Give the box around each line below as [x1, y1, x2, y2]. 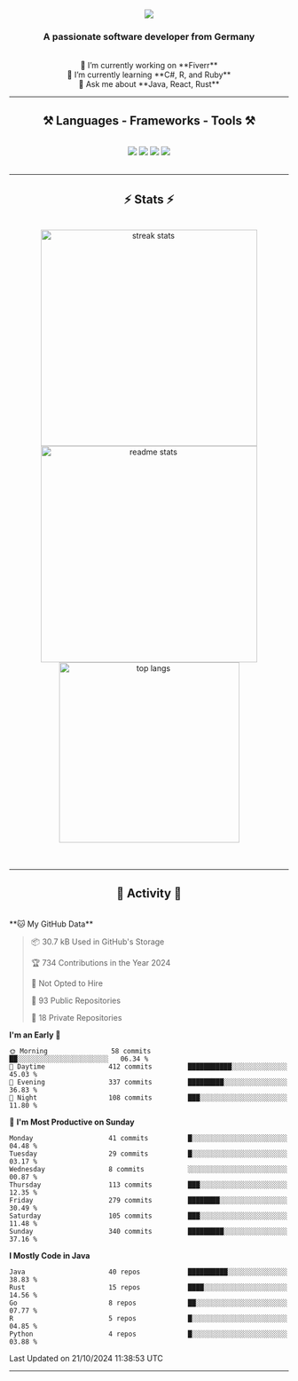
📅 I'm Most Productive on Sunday [9, 1117, 135, 1127]
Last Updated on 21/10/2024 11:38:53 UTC [9, 1353, 164, 1363]
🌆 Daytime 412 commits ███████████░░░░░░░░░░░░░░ [9, 1061, 288, 1071]
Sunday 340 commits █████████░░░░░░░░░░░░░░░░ [9, 1227, 288, 1235]
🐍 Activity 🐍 [116, 886, 182, 901]
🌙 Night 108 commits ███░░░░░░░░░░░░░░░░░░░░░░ [9, 1093, 288, 1102]
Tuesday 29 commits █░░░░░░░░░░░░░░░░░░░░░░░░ [9, 1149, 288, 1158]
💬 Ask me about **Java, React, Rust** [78, 79, 220, 90]
